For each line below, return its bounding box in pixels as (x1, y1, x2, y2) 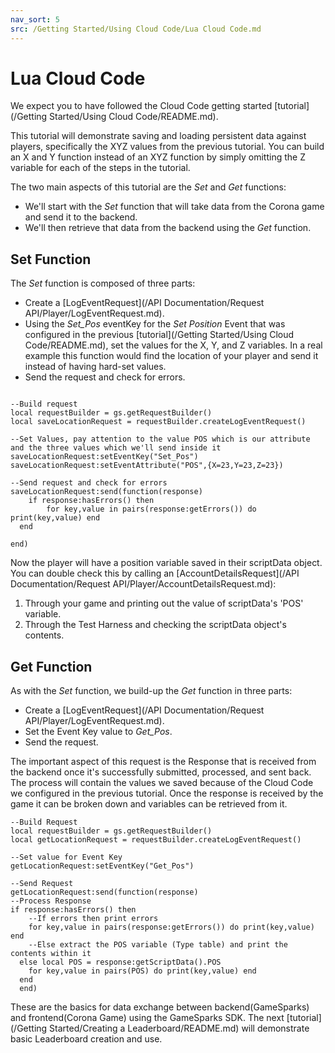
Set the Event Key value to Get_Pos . (24, 726, 173, 738)
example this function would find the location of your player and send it (24, 350, 319, 362)
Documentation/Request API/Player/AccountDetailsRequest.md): (10, 578, 277, 590)
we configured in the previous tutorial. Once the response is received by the (10, 787, 324, 800)
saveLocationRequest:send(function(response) (10, 487, 203, 497)
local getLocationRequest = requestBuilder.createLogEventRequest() (10, 835, 302, 845)
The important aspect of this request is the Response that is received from (10, 756, 317, 768)
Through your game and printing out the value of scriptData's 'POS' (24, 597, 304, 610)
